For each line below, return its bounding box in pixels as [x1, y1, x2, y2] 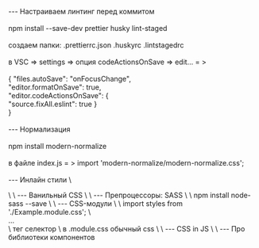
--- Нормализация [8, 124, 71, 134]
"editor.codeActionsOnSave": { [8, 91, 109, 100]
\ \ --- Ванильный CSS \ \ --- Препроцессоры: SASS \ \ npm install [8, 190, 230, 200]
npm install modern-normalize [8, 142, 107, 151]
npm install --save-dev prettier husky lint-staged [8, 24, 168, 32]
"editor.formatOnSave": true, [8, 82, 102, 92]
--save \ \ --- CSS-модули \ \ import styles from [25, 199, 183, 208]
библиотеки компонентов [8, 233, 95, 242]
